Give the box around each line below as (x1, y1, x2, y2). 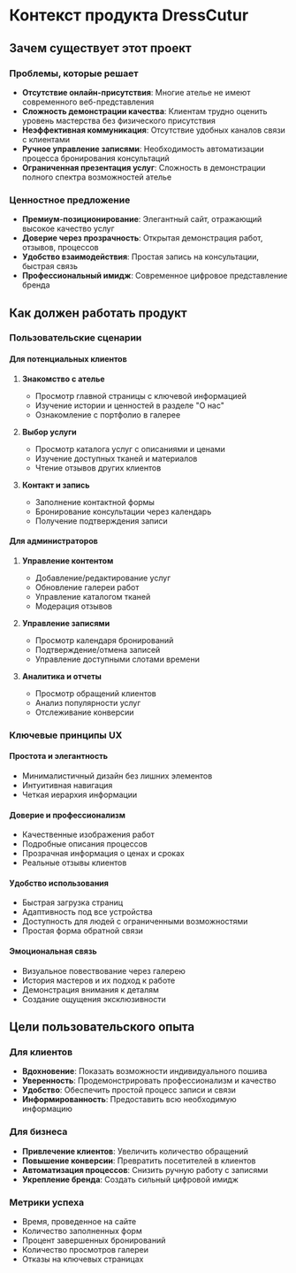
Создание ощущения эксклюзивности (21, 993, 166, 1004)
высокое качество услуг (21, 223, 115, 234)
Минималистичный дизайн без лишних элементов (21, 771, 213, 781)
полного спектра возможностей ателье (21, 172, 172, 182)
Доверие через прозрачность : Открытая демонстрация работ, (21, 233, 263, 243)
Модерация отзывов (34, 601, 113, 611)
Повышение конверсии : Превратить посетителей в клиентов (21, 1155, 256, 1166)
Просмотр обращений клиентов (34, 687, 156, 699)
